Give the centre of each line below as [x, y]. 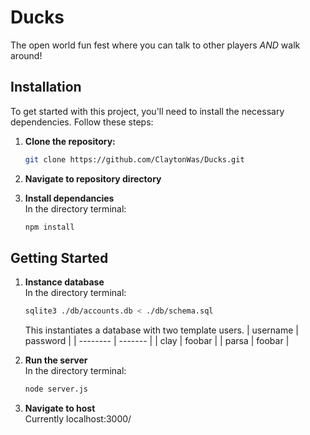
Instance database [64, 282]
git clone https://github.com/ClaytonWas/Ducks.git [134, 159]
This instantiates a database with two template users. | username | [161, 330]
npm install [49, 227]
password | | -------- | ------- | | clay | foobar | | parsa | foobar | [157, 341]
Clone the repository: [70, 141]
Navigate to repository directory [93, 178]
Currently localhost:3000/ [78, 419]
